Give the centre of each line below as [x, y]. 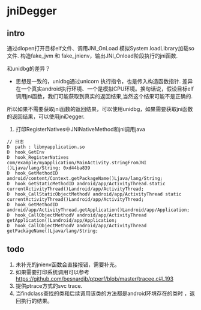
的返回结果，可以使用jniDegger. [46, 116]
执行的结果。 [37, 300]
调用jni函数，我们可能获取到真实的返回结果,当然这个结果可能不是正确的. [104, 96]
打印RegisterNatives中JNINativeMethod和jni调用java [80, 129]
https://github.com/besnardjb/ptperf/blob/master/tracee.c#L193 [94, 279]
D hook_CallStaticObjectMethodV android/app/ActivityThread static [94, 194]
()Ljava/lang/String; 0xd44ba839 [49, 168]
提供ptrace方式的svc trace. [49, 285]
